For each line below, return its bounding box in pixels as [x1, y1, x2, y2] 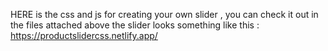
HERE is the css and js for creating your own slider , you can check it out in [10, 9, 319, 20]
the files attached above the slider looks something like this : [10, 19, 260, 31]
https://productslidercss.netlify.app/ [10, 30, 158, 41]
